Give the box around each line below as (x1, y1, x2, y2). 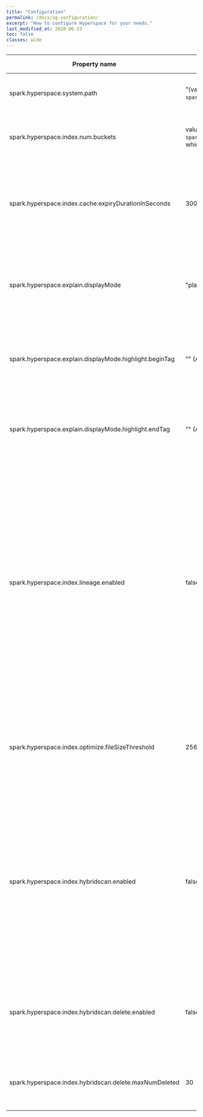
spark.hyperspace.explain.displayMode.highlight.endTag (9, 425, 170, 433)
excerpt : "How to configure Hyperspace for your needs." (6, 20, 153, 26)
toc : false (6, 31, 34, 37)
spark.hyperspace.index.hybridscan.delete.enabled (9, 1008, 155, 1016)
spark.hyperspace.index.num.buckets (9, 133, 117, 141)
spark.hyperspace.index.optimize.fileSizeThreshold (9, 743, 155, 751)
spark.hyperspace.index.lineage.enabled (9, 578, 125, 587)
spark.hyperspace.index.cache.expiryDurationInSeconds (9, 199, 171, 207)
